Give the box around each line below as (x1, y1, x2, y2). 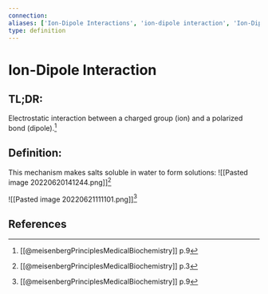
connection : (8, 11, 48, 20)
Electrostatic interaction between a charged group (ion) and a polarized (8, 113, 243, 123)
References (8, 217, 67, 231)
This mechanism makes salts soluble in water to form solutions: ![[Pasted (8, 167, 249, 177)
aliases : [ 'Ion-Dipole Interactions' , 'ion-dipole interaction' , (8, 19, 230, 27)
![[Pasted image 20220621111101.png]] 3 (8, 193, 138, 204)
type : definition (8, 26, 66, 34)
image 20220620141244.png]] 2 (8, 176, 112, 187)
